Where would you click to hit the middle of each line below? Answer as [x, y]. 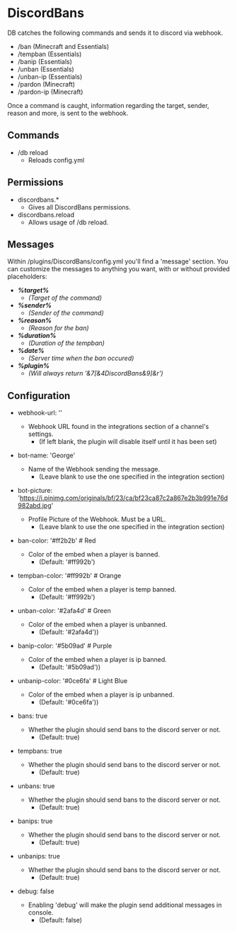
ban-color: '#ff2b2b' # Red [57, 540]
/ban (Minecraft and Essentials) [63, 46]
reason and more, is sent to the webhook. [68, 113]
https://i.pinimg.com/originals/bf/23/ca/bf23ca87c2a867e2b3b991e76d [124, 498]
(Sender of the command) [66, 313]
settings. [41, 434]
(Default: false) [60, 920]
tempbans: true [40, 751]
